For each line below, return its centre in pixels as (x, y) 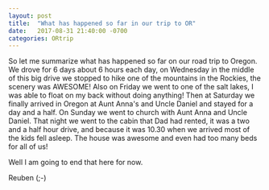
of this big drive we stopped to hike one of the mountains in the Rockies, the (135, 78)
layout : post (30, 16)
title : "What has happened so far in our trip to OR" (102, 23)
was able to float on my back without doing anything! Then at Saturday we (132, 95)
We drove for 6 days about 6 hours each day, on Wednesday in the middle (131, 70)
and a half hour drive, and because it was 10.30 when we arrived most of (129, 130)
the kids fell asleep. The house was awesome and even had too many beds (133, 138)
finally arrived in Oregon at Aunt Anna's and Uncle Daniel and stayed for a (131, 104)
